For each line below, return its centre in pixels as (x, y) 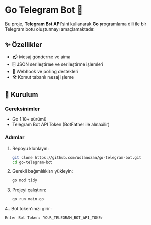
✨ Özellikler (24, 45)
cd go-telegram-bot (32, 162)
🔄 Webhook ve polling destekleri (45, 71)
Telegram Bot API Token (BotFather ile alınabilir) (61, 125)
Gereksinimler (23, 109)
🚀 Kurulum (22, 94)
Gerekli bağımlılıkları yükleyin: (43, 171)
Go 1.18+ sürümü (29, 119)
